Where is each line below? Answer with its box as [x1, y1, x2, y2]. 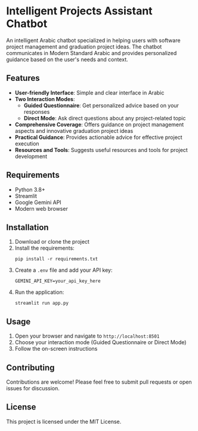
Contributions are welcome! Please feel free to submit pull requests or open [6, 378, 192, 386]
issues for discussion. [6, 385, 60, 391]
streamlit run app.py [14, 301, 69, 306]
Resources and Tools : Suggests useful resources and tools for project [14, 146, 188, 153]
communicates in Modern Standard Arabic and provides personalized [6, 49, 177, 56]
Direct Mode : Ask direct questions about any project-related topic [23, 114, 186, 122]
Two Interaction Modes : [14, 95, 75, 102]
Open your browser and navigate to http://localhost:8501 [14, 332, 160, 339]
